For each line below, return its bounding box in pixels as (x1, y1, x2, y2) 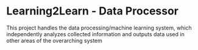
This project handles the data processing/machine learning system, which (6, 24, 192, 31)
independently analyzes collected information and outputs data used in (6, 30, 185, 37)
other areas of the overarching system (6, 37, 102, 44)
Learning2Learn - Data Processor (6, 4, 179, 18)
